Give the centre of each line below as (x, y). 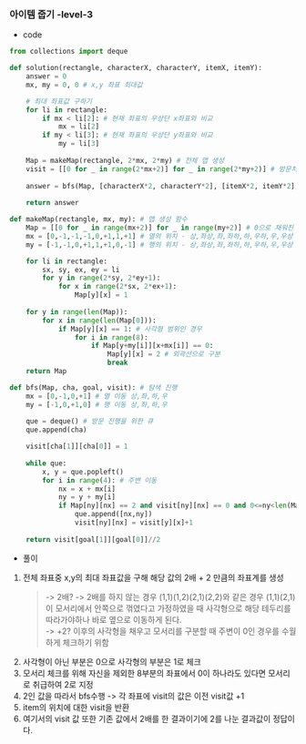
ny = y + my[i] (87, 497)
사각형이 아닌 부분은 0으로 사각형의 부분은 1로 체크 (112, 661)
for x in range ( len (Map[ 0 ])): (99, 321)
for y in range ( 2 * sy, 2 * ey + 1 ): (102, 278)
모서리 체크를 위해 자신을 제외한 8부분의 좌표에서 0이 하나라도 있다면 (144, 673)
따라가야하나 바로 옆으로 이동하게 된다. (113, 619)
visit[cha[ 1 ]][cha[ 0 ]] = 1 (77, 447)
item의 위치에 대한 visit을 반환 (76, 707)
